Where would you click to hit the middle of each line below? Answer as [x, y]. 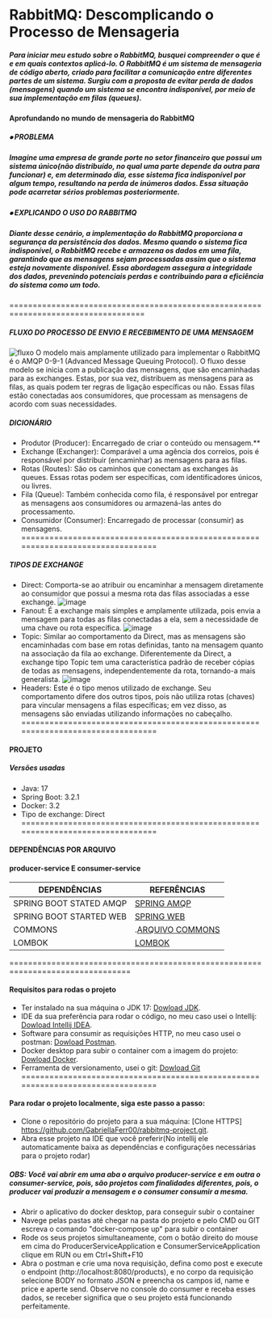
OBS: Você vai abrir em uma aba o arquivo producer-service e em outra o [135, 1174]
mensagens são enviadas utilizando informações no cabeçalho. [127, 714]
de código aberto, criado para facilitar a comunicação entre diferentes [131, 72]
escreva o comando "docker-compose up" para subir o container [130, 1228]
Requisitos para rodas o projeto [63, 990]
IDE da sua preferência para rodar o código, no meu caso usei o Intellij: [139, 1016]
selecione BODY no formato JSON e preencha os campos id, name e [135, 1280]
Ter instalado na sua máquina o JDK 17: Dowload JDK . [111, 1007]
